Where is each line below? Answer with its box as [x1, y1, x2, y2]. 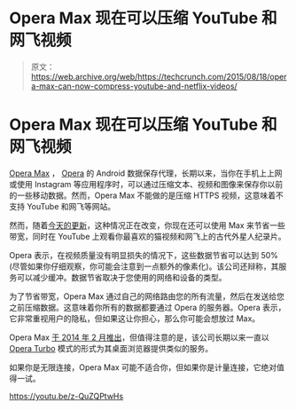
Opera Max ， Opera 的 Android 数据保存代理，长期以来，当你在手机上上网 [9, 168, 283, 178]
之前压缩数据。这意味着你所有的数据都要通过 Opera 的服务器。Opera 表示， [9, 302, 286, 312]
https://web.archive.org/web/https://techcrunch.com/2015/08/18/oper [30, 71, 287, 82]
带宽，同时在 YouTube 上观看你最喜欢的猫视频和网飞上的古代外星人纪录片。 [9, 231, 286, 241]
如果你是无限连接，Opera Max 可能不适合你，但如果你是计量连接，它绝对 [9, 361, 277, 373]
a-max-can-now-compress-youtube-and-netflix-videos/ [30, 81, 238, 91]
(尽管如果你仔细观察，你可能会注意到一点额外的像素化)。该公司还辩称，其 [9, 261, 279, 272]
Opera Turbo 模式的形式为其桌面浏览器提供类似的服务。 [9, 343, 214, 353]
